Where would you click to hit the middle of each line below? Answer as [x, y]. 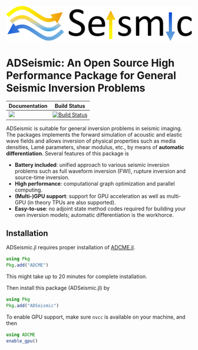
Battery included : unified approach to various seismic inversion [92, 164]
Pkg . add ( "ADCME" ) [27, 265]
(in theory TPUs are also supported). [72, 202]
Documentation [28, 105]
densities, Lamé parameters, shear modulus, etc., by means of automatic [95, 147]
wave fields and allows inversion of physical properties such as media [91, 141]
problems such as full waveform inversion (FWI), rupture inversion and [100, 171]
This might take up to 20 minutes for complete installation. [77, 276]
